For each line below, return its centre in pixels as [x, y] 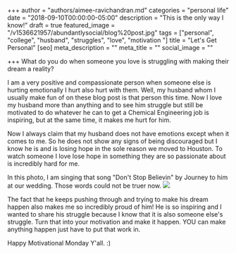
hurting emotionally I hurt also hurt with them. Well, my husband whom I [112, 90]
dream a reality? [31, 69]
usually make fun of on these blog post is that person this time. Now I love [115, 97]
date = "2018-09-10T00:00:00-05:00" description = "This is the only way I [116, 18]
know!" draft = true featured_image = [61, 25]
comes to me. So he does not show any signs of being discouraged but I [112, 141]
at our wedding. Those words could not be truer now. [85, 186]
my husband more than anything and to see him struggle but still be [105, 105]
